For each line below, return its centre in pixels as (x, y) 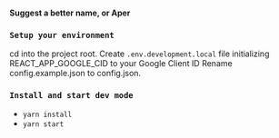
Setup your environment (62, 35)
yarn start (43, 124)
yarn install (47, 115)
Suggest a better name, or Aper (70, 13)
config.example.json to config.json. (75, 73)
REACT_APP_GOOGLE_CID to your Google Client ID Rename (121, 63)
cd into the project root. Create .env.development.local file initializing (139, 54)
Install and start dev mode (71, 95)
